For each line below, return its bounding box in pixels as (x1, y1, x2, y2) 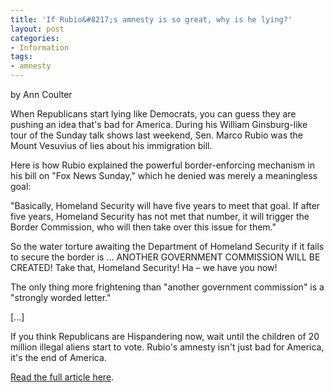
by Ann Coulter (10, 89, 73, 100)
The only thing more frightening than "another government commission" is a (10, 281, 325, 293)
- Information (10, 42, 70, 53)
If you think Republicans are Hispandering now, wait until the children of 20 (10, 331, 320, 342)
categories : (10, 33, 60, 43)
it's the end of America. (10, 352, 107, 363)
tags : (10, 52, 33, 62)
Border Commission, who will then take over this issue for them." (10, 221, 277, 233)
